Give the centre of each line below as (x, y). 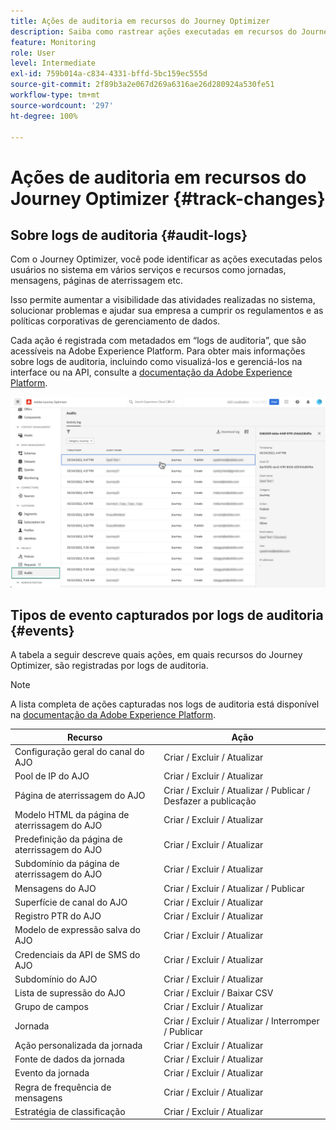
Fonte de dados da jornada (69, 1059)
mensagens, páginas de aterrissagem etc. (96, 281)
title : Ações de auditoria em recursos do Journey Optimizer (140, 21)
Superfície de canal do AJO (71, 902)
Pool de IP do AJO (52, 776)
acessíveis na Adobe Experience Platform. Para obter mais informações (158, 351)
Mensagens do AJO (55, 888)
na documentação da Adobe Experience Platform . (113, 715)
